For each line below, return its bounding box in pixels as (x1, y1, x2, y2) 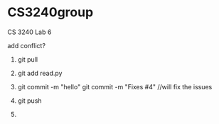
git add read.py (17, 69, 63, 77)
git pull (17, 55, 38, 64)
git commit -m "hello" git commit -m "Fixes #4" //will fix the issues (17, 82, 213, 91)
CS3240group (7, 4, 94, 21)
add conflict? (7, 41, 46, 50)
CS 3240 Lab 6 (7, 28, 52, 36)
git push (17, 96, 42, 105)
